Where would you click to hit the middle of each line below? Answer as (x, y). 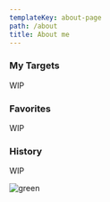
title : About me (39, 34)
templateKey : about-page (55, 18)
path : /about (34, 26)
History (26, 151)
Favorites (30, 109)
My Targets (34, 66)
